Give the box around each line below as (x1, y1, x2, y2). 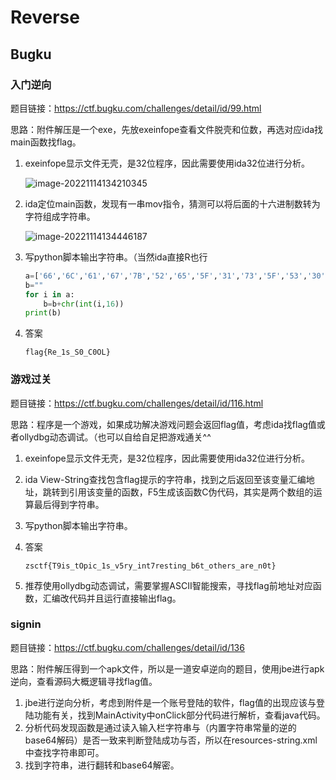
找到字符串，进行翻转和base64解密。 (24, 759, 180, 771)
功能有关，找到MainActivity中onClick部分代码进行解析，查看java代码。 (33, 709, 326, 721)
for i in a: (24, 289, 75, 300)
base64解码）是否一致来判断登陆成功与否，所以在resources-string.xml (24, 734, 318, 746)
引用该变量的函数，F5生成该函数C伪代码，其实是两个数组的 (68, 486, 314, 498)
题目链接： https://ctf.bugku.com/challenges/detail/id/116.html (10, 397, 264, 409)
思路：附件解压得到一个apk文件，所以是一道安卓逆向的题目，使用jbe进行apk (10, 662, 325, 675)
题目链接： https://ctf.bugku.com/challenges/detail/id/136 (10, 641, 245, 653)
